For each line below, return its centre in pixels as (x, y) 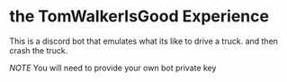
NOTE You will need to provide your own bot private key (113, 68)
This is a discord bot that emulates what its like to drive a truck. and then (144, 41)
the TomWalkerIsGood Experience (139, 16)
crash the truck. (39, 50)
